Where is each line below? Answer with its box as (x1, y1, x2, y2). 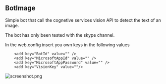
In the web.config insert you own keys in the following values (5, 42, 130, 48)
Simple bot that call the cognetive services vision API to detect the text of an (5, 17, 161, 23)
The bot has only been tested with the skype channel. (5, 32, 115, 38)
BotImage (5, 4, 36, 12)
